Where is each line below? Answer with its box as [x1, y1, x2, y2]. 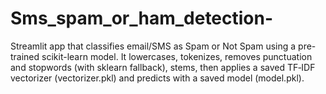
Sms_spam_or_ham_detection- [10, 7, 274, 30]
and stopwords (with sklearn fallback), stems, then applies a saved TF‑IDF [10, 61, 316, 73]
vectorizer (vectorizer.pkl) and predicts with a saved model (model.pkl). [10, 72, 305, 84]
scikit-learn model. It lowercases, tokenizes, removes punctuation [41, 50, 313, 62]
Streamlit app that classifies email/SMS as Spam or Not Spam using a [10, 40, 297, 52]
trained [10, 50, 40, 62]
